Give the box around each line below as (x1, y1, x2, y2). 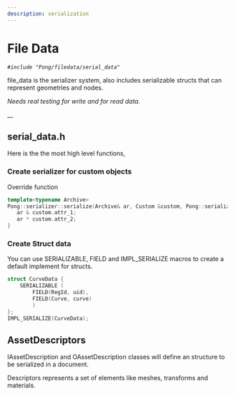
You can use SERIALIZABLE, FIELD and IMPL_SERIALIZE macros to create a (7, 255, 225, 263)
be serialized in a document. (7, 360, 89, 368)
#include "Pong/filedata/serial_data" (7, 64, 120, 71)
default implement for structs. (7, 262, 93, 270)
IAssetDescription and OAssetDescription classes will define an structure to (7, 353, 225, 361)
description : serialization (7, 10, 90, 18)
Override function (7, 183, 58, 191)
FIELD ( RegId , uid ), (32, 289, 90, 296)
